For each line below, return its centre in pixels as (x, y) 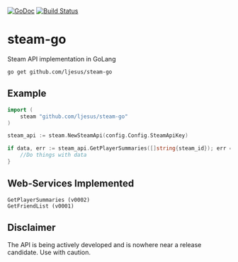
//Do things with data (53, 155)
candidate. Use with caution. (49, 252)
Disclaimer (32, 228)
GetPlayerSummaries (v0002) (49, 200)
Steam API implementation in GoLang (62, 59)
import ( (20, 109)
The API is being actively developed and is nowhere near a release (104, 244)
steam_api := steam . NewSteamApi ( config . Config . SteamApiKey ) (98, 136)
